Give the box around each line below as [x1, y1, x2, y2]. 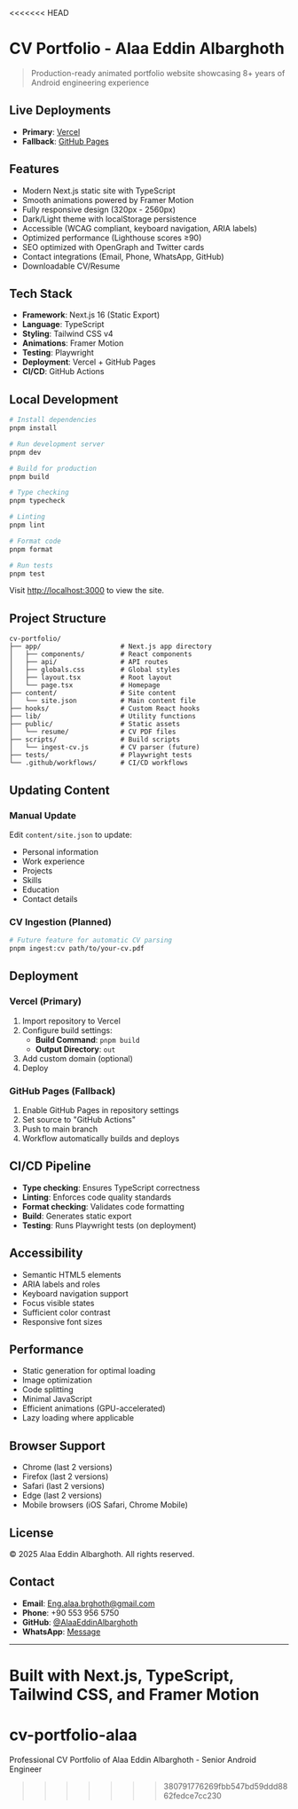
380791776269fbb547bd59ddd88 [163, 1781, 288, 1791]
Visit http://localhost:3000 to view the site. [9, 585, 165, 596]
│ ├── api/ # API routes [9, 658, 169, 667]
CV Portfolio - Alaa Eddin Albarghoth [9, 39, 286, 59]
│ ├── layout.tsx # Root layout [9, 673, 173, 682]
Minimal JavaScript [21, 1394, 93, 1405]
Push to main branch [21, 1124, 98, 1134]
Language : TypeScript [21, 319, 105, 330]
